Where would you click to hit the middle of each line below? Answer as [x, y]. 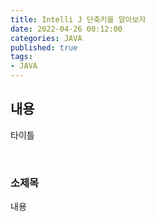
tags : [21, 57]
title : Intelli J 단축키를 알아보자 [78, 19]
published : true [44, 47]
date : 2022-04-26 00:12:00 [66, 29]
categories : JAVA [46, 38]
